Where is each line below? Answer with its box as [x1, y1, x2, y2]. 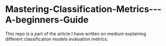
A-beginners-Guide [5, 14, 89, 25]
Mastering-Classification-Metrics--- [5, 3, 162, 15]
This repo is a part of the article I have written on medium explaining [5, 30, 147, 36]
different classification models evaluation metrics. [5, 36, 109, 42]
